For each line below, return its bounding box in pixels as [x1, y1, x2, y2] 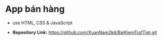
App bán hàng [5, 3, 65, 15]
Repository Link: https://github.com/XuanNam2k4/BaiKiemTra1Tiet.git [12, 29, 157, 35]
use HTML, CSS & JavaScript [12, 20, 72, 26]
